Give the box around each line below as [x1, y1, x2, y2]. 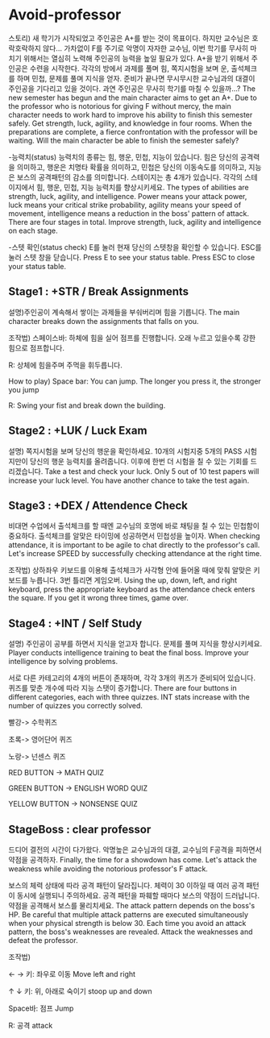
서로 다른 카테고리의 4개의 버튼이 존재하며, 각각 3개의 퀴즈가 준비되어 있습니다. [8, 673, 256, 683]
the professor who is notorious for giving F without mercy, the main [8, 101, 232, 110]
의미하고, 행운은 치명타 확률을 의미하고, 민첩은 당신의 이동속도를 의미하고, [16, 162, 247, 172]
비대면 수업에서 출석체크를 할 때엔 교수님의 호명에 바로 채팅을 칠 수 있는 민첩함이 [8, 521, 260, 531]
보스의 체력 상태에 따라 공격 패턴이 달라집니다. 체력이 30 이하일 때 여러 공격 [8, 881, 245, 890]
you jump [8, 384, 39, 394]
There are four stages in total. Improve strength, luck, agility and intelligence [8, 217, 262, 226]
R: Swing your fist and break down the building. [8, 401, 166, 410]
